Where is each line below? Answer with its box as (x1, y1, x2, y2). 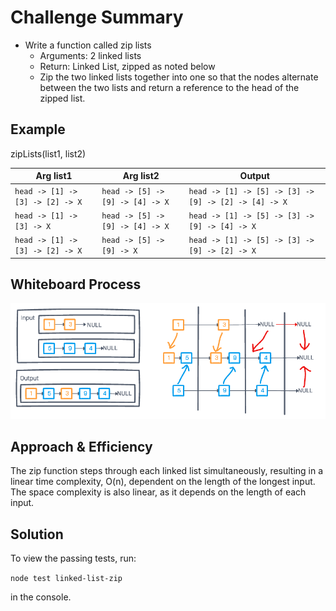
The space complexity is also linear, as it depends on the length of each (10, 486, 307, 498)
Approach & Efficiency (10, 439, 153, 456)
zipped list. (39, 92, 86, 104)
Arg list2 (122, 170, 160, 182)
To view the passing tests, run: (10, 552, 137, 565)
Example (10, 121, 66, 138)
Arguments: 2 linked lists (39, 49, 142, 61)
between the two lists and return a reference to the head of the (39, 81, 300, 93)
